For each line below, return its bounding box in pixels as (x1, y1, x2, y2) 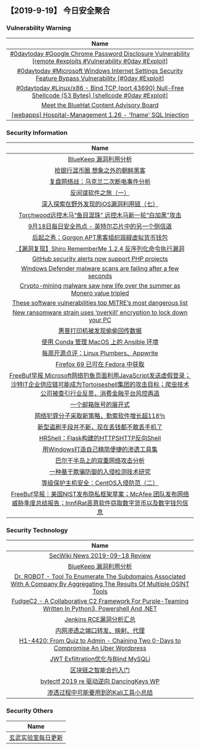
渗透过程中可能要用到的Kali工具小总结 (47, 689, 153, 697)
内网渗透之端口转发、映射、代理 (55, 626, 145, 635)
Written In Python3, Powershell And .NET (42, 604, 158, 613)
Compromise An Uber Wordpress (53, 644, 147, 652)
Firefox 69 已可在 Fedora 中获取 (55, 360, 145, 368)
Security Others (6, 706, 54, 715)
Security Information (6, 128, 68, 137)
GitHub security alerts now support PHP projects (32, 254, 168, 263)
